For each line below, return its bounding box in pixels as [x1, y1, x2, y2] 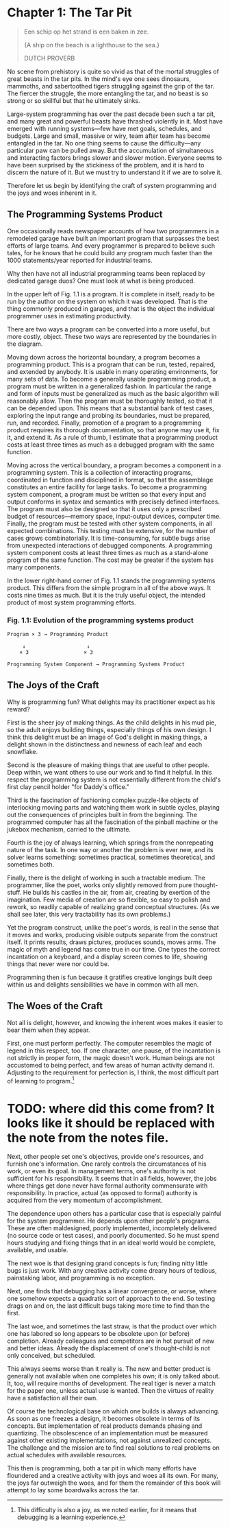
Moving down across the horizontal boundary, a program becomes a [7, 353, 201, 361]
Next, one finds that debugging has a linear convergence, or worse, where [7, 1287, 217, 1295]
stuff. [7, 888, 22, 896]
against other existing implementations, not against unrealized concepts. [7, 1436, 212, 1445]
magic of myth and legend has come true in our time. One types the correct [7, 945, 220, 953]
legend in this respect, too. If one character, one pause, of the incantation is [7, 1046, 221, 1055]
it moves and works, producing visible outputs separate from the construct [7, 930, 218, 939]
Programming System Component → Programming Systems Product [7, 661, 186, 668]
